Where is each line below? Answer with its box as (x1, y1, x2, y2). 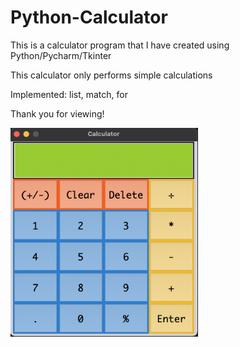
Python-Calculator (10, 6, 168, 29)
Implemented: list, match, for (10, 88, 128, 100)
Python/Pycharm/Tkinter (10, 49, 112, 61)
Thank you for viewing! (10, 107, 105, 120)
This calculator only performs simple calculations (10, 69, 213, 81)
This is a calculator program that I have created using (10, 39, 230, 51)
